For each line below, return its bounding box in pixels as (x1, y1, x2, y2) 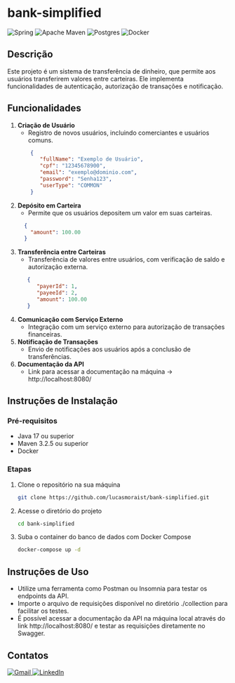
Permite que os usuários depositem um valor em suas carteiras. (27, 208, 213, 217)
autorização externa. (27, 263, 88, 271)
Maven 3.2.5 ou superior (17, 440, 89, 448)
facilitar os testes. (17, 607, 69, 615)
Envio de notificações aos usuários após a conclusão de (27, 345, 191, 353)
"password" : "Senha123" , (39, 175, 112, 183)
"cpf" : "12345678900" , (39, 163, 107, 170)
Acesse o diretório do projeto (17, 506, 102, 515)
